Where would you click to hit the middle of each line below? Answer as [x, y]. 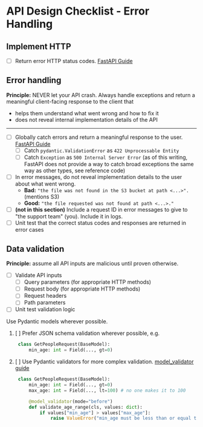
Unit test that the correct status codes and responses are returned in [100, 223]
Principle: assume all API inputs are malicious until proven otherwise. [92, 264]
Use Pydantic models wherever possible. [57, 321]
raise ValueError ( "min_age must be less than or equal [121, 419]
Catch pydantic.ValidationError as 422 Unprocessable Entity [101, 150]
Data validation [35, 249]
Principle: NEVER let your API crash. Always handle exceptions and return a [101, 95]
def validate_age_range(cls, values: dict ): [86, 407]
